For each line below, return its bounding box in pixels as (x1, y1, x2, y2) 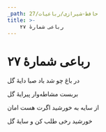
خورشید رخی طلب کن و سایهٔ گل (7, 117, 93, 126)
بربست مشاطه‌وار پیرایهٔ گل (7, 90, 79, 98)
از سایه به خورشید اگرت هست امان (7, 103, 100, 112)
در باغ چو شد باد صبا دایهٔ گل (7, 76, 80, 85)
